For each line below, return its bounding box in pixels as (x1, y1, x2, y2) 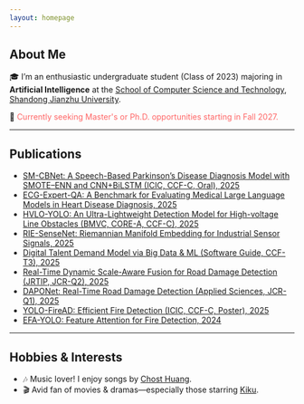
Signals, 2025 (22, 237, 74, 249)
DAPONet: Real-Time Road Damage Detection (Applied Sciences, (22, 286, 266, 297)
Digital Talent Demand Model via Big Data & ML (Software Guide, (22, 247, 264, 258)
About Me (9, 47, 66, 63)
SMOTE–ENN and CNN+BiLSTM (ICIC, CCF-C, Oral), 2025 (22, 180, 240, 191)
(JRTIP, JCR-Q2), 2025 (22, 276, 109, 287)
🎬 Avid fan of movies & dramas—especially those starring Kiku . (22, 384, 260, 395)
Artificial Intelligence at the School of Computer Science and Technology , (9, 84, 287, 95)
